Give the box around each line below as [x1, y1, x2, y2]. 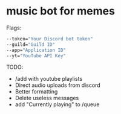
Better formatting [15, 88, 58, 95]
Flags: [6, 24, 22, 31]
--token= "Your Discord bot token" [6, 36, 94, 42]
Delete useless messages [15, 95, 79, 102]
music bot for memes [6, 4, 115, 18]
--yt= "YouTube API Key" [6, 52, 67, 59]
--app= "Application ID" [6, 47, 67, 53]
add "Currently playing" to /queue [15, 101, 100, 108]
